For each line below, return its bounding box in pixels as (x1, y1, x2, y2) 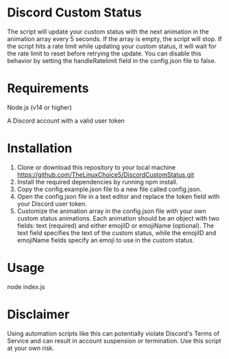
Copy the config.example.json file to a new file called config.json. (16, 185, 202, 193)
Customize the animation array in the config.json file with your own (16, 207, 206, 215)
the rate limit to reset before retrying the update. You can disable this (7, 49, 202, 58)
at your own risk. (7, 344, 55, 352)
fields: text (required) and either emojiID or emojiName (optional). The (16, 221, 215, 230)
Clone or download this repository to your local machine (16, 163, 176, 171)
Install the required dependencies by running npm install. (16, 177, 178, 186)
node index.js (7, 282, 45, 290)
